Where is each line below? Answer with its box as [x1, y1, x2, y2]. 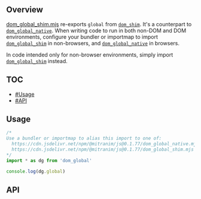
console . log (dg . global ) [6, 168, 66, 175]
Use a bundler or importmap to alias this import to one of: [6, 135, 162, 142]
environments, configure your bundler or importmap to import [6, 33, 159, 41]
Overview [6, 5, 44, 15]
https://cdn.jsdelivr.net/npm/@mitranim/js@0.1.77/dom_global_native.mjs [11, 141, 199, 147]
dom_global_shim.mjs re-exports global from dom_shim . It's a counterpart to [6, 20, 192, 27]
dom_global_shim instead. [6, 57, 68, 64]
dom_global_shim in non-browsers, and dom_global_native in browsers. [6, 39, 180, 46]
